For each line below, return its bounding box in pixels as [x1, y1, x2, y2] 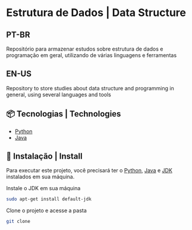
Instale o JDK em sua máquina [6, 185, 81, 192]
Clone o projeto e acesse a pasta [6, 207, 87, 214]
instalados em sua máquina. [6, 173, 75, 181]
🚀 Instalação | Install [6, 152, 83, 162]
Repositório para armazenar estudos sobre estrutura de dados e [6, 45, 163, 52]
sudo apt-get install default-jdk [6, 196, 92, 202]
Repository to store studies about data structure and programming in [6, 84, 174, 92]
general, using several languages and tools [6, 91, 112, 98]
